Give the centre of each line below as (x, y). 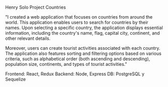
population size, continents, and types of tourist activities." (66, 64)
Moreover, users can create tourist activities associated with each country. (83, 48)
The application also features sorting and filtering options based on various (83, 53)
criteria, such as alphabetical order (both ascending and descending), (78, 59)
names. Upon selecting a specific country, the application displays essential (84, 28)
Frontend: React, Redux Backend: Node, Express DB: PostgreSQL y (75, 74)
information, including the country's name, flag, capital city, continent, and (82, 33)
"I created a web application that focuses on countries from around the (79, 17)
